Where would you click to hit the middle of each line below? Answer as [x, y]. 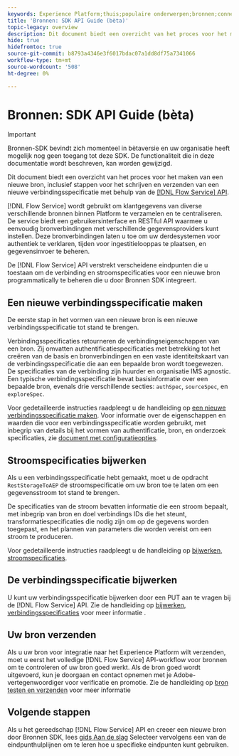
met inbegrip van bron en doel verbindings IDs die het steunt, [97, 514]
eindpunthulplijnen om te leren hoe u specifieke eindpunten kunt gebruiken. [118, 745]
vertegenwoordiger [36, 682]
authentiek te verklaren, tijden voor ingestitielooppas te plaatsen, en [107, 244]
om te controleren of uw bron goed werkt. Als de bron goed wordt [104, 667]
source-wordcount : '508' [44, 67]
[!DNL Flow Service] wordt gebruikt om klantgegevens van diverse [105, 206]
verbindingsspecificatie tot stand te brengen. [73, 327]
